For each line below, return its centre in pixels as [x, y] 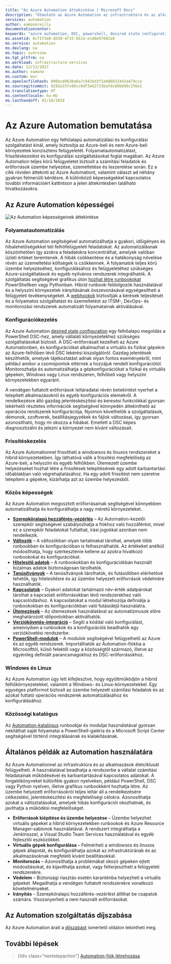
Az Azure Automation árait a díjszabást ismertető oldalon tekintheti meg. [81, 928]
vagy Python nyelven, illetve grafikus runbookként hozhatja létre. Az [77, 786]
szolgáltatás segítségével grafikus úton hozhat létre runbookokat [73, 280]
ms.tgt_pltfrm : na [25, 58]
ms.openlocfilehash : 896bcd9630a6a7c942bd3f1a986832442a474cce [74, 81]
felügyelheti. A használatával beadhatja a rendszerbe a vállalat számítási [81, 770]
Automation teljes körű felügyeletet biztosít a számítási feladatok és [76, 162]
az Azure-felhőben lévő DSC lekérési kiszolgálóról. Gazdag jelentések [78, 353]
